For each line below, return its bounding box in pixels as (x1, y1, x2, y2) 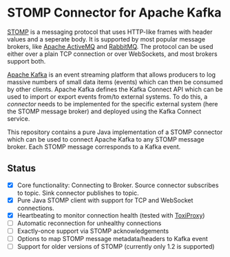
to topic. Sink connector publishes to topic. (17, 189, 139, 197)
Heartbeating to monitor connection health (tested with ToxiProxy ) (17, 211, 205, 219)
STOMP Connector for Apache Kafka (7, 5, 222, 21)
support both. (7, 57, 46, 65)
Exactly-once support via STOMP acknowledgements (17, 227, 169, 235)
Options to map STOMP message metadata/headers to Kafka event (17, 235, 208, 243)
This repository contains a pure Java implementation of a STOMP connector (7, 128, 223, 136)
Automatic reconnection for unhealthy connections (17, 219, 162, 227)
